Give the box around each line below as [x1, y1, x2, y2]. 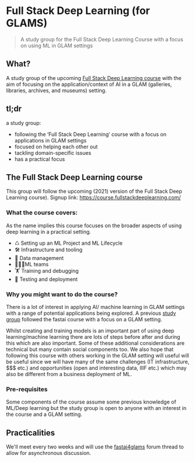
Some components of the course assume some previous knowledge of [6, 398, 176, 405]
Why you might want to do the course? [6, 290, 118, 298]
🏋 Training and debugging [14, 267, 79, 274]
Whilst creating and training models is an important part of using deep [6, 327, 175, 334]
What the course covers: [6, 209, 78, 217]
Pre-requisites [6, 385, 48, 393]
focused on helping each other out [14, 143, 98, 150]
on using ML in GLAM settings [20, 42, 93, 49]
